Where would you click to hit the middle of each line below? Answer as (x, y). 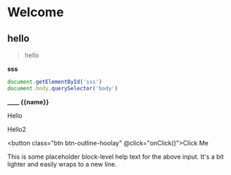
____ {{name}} (28, 102)
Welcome (36, 12)
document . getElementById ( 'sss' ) (55, 82)
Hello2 (17, 129)
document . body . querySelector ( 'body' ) (63, 88)
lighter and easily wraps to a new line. (62, 164)
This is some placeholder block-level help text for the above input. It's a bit (115, 157)
